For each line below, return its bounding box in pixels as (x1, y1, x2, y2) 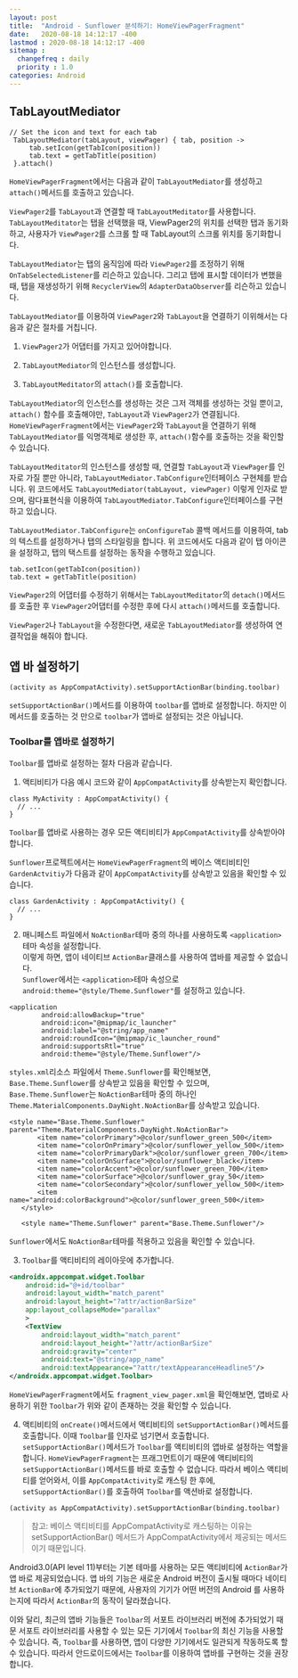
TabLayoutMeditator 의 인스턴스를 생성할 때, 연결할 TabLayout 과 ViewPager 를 (9, 461, 276, 472)
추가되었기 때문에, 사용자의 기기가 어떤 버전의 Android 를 (63, 1584, 262, 1595)
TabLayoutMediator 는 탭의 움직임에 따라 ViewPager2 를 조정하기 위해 (9, 258, 246, 268)
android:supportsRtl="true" (41, 1041, 145, 1050)
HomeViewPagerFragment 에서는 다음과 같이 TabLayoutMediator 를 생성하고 (9, 176, 263, 186)
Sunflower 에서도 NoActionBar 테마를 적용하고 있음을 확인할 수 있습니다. (9, 1236, 255, 1246)
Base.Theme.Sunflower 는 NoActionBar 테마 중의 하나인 (9, 1089, 197, 1099)
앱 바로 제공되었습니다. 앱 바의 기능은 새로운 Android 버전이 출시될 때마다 (9, 1573, 263, 1583)
